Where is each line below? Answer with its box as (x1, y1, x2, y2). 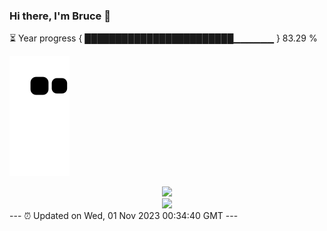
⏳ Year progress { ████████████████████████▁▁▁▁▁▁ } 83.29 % (9, 32, 318, 44)
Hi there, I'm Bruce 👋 (9, 9, 111, 23)
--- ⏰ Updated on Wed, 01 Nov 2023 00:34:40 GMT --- (9, 210, 239, 222)
